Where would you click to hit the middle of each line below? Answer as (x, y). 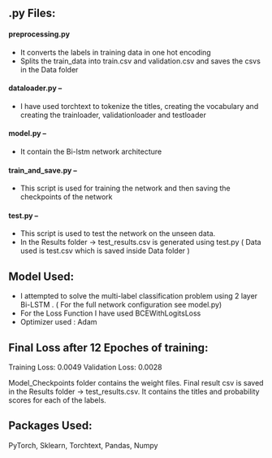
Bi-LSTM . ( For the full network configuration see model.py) (121, 305)
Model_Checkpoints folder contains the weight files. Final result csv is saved (136, 383)
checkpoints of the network (66, 197)
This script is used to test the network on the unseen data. (118, 233)
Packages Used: (50, 426)
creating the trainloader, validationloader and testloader (113, 115)
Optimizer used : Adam (58, 322)
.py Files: (32, 13)
